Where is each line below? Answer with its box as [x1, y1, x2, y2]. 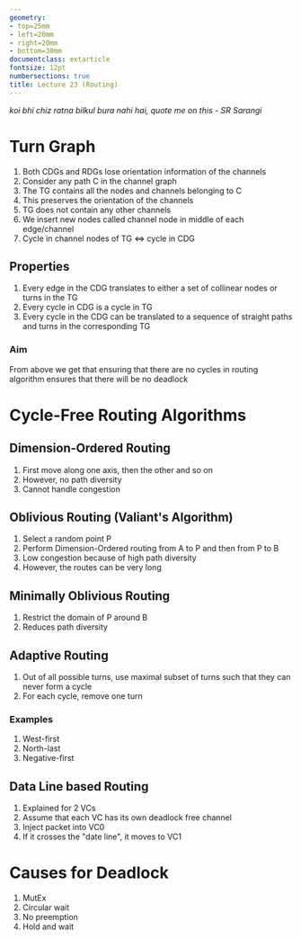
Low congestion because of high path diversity [22, 552, 197, 563]
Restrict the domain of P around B [22, 613, 148, 623]
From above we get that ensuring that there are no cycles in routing [9, 363, 259, 374]
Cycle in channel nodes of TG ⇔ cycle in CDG [22, 233, 196, 244]
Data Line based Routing [9, 779, 149, 794]
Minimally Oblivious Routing [9, 588, 171, 604]
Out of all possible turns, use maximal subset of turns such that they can [22, 672, 291, 683]
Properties [9, 258, 70, 274]
